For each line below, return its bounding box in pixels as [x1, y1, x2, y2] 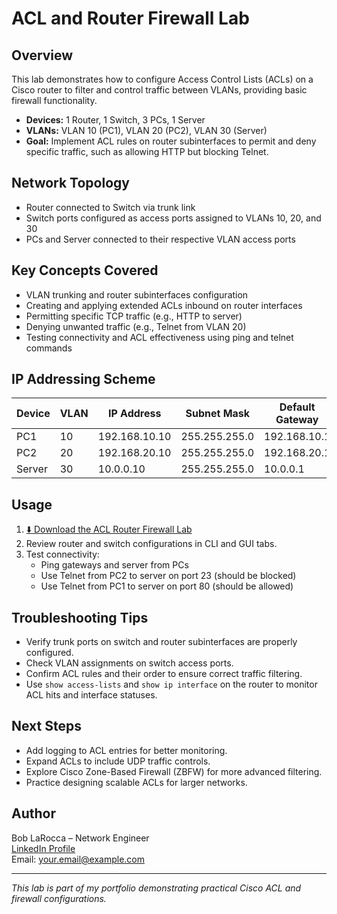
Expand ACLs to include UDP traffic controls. [25, 755, 211, 767]
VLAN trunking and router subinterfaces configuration [25, 288, 249, 301]
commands [25, 342, 73, 354]
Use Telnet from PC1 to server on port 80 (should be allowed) [40, 580, 294, 592]
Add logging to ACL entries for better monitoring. [25, 744, 228, 756]
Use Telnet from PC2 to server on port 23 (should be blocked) [40, 570, 297, 582]
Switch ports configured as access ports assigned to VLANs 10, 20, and [25, 212, 322, 224]
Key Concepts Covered [11, 262, 159, 279]
